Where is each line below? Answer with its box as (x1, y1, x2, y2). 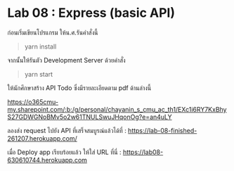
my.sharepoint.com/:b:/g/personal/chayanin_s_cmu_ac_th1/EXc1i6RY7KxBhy (7, 105, 227, 113)
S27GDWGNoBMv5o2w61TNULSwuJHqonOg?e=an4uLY (7, 113, 172, 121)
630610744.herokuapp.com (7, 156, 88, 164)
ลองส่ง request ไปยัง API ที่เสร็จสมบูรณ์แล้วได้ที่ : (7, 126, 126, 134)
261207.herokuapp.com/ (7, 134, 77, 142)
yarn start (24, 70, 53, 78)
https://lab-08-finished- (127, 126, 197, 134)
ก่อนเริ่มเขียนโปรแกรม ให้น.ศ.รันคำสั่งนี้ (7, 28, 98, 37)
